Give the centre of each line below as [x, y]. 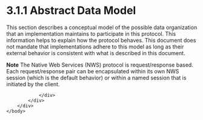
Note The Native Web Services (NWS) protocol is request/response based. [100, 65]
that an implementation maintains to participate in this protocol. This [91, 33]
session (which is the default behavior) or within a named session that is [96, 78]
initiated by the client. [33, 84]
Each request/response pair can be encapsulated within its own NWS [93, 71]
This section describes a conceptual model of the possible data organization [102, 27]
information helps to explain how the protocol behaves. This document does [101, 40]
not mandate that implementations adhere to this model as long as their [95, 47]
